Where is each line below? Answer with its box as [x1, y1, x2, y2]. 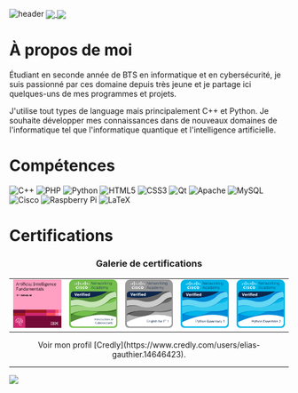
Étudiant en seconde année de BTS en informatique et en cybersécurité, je [9, 69, 282, 80]
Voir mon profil [37, 339, 92, 350]
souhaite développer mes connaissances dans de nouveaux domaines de [9, 116, 278, 126]
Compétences [9, 156, 115, 176]
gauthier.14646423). [112, 349, 186, 359]
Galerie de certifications [96, 258, 202, 270]
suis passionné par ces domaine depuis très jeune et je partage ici [9, 79, 252, 90]
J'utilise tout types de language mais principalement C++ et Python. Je [9, 106, 269, 116]
